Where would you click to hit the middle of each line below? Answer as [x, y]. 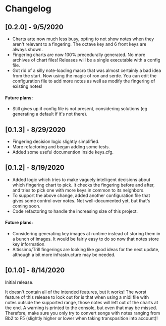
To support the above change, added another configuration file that [81, 195]
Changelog [28, 9]
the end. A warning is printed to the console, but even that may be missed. [81, 308]
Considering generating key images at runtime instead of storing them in [86, 234]
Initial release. [19, 282]
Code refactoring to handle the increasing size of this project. [75, 211]
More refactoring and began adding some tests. [61, 147]
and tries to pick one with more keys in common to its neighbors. [78, 190]
